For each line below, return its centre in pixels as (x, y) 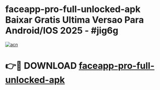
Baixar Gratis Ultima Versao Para (75, 20)
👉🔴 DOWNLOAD (41, 66)
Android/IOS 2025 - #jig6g (62, 31)
